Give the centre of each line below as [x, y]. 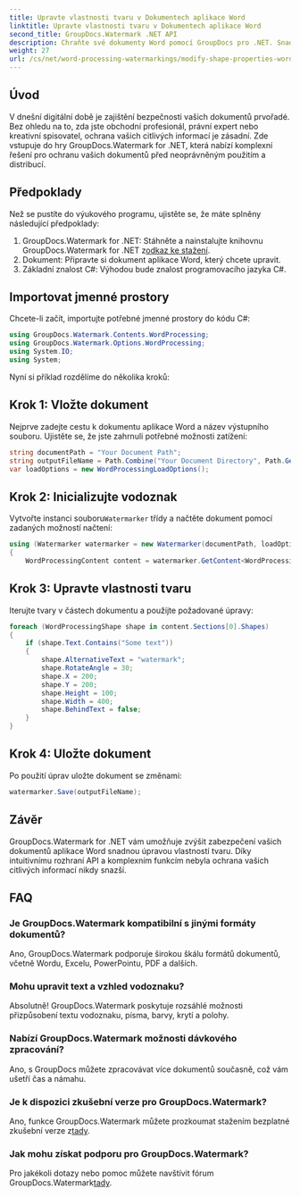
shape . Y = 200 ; [70, 684]
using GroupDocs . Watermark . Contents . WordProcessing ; [109, 335]
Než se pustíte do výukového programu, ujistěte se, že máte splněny [135, 213]
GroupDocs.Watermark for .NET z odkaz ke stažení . [116, 250]
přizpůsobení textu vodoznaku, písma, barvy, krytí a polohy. [119, 1016]
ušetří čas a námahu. [48, 1078]
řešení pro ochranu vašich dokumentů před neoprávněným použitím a [137, 155]
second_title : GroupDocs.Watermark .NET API [93, 34]
